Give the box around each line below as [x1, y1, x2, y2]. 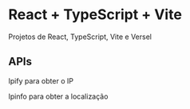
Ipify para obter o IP [8, 76, 74, 85]
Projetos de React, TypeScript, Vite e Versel [8, 32, 152, 41]
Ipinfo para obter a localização [8, 91, 109, 101]
